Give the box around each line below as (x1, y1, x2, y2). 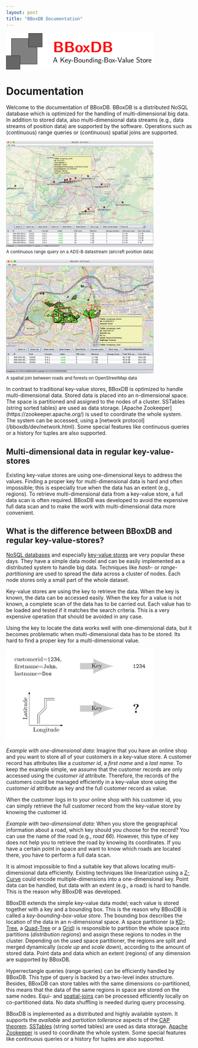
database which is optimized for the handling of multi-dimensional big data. (6, 110, 190, 118)
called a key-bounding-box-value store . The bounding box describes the (6, 912, 183, 919)
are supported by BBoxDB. (6, 956, 71, 963)
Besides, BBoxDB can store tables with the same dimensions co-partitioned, (6, 980, 191, 987)
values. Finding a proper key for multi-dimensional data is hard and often (6, 478, 183, 484)
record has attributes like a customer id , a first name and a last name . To (6, 760, 183, 767)
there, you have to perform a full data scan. (6, 851, 111, 859)
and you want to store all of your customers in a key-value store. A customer (6, 753, 192, 760)
